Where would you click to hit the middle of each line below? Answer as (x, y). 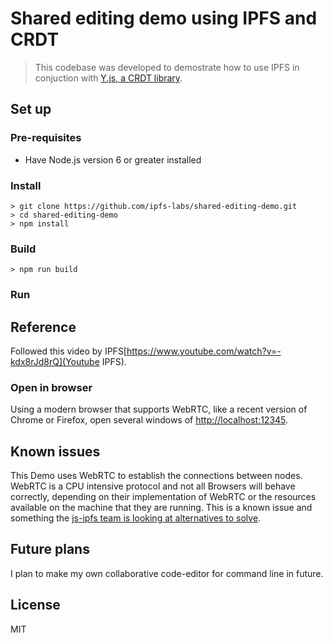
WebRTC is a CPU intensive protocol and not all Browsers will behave (153, 486)
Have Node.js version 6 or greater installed (113, 159)
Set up (31, 109)
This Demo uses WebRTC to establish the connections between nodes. (156, 476)
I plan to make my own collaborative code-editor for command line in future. (167, 573)
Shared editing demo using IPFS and (164, 18)
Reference (43, 327)
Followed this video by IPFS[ (68, 351)
